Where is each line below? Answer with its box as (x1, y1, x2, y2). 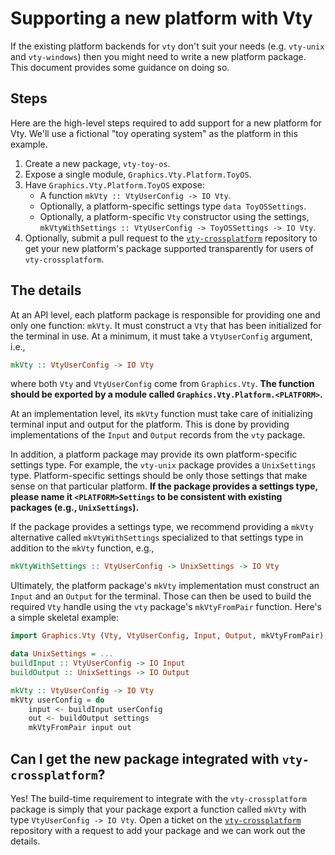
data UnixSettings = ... (10, 649, 114, 659)
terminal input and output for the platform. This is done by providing (10, 418, 290, 431)
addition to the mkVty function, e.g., (10, 542, 155, 554)
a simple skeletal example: (10, 612, 119, 624)
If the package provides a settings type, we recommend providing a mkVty (10, 521, 314, 533)
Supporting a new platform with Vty (10, 7, 313, 30)
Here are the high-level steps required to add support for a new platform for (10, 117, 323, 129)
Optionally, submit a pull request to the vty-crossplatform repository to (24, 232, 318, 244)
